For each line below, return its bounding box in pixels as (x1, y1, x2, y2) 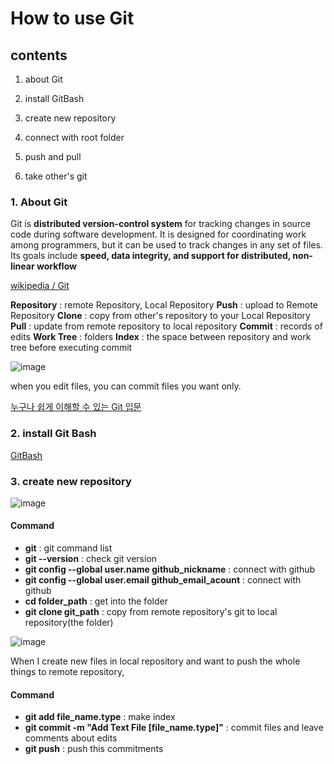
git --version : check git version (24, 553, 158, 565)
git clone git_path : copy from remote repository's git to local (24, 606, 278, 618)
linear (10, 260, 35, 272)
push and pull (24, 151, 82, 162)
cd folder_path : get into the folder (24, 595, 168, 607)
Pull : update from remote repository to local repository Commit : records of (10, 320, 323, 332)
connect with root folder (24, 132, 125, 143)
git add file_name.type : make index (24, 711, 176, 723)
